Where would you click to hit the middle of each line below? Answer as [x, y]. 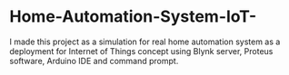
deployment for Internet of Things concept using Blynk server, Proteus [141, 51]
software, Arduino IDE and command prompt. [94, 61]
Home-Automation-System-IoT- [133, 17]
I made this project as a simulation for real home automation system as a [145, 42]
